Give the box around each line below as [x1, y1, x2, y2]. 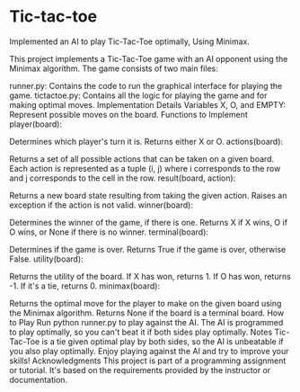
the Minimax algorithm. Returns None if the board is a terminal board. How [9, 307, 285, 318]
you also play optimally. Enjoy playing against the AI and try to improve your [9, 345, 289, 356]
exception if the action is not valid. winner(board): [9, 200, 193, 210]
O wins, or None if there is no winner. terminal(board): [9, 227, 209, 237]
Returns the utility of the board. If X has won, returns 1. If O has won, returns [9, 271, 292, 281]
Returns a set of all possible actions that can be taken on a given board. [9, 153, 275, 164]
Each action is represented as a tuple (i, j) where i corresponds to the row [9, 163, 281, 174]
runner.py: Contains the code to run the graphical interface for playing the [9, 80, 283, 91]
